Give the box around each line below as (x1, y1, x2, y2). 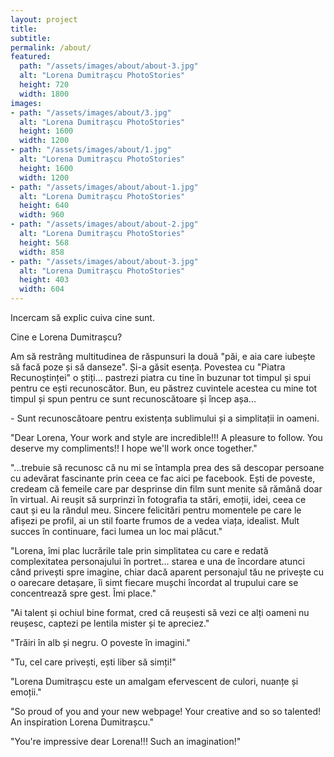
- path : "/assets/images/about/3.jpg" (10, 107, 172, 118)
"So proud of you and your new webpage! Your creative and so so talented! (10, 706, 322, 717)
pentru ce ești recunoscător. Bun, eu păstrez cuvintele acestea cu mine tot (10, 382, 318, 394)
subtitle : (10, 33, 52, 43)
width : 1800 (19, 89, 70, 99)
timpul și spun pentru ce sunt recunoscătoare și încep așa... (10, 393, 257, 405)
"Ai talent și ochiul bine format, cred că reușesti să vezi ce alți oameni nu (10, 607, 310, 618)
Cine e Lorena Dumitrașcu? (10, 331, 123, 343)
